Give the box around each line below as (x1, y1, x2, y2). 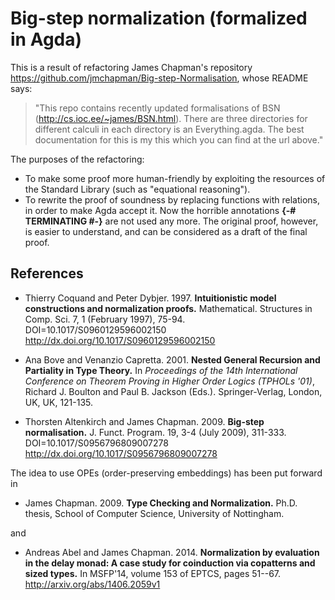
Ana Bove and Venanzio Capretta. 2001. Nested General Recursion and (24, 353, 321, 366)
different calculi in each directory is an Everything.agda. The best (34, 123, 305, 135)
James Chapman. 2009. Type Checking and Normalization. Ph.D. (24, 497, 298, 509)
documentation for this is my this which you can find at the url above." (34, 133, 324, 146)
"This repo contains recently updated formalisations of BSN (34, 102, 281, 114)
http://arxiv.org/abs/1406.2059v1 (24, 578, 161, 590)
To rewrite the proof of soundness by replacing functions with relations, (24, 193, 321, 206)
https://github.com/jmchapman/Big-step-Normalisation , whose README (10, 72, 309, 84)
